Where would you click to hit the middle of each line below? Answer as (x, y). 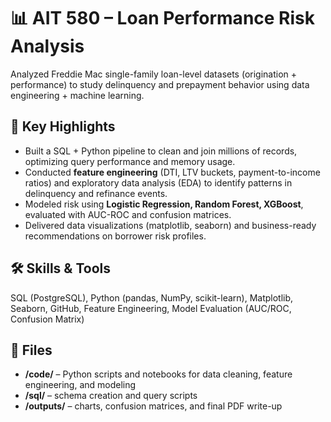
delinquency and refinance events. (96, 193)
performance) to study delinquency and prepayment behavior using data (160, 84)
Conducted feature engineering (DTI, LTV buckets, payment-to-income (172, 172)
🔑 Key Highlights (63, 126)
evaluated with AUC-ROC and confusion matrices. (128, 214)
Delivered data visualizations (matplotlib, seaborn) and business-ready (170, 225)
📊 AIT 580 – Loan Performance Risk (162, 18)
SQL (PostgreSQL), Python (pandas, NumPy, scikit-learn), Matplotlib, (152, 297)
